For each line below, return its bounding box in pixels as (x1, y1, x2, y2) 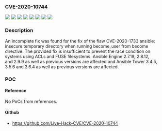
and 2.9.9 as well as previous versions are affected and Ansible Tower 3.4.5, (5, 58, 158, 64)
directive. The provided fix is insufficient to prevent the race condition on (5, 48, 151, 54)
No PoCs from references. (5, 98, 57, 104)
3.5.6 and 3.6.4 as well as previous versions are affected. (5, 64, 119, 70)
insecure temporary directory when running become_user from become (5, 43, 148, 49)
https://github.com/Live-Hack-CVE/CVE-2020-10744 (12, 120, 118, 126)
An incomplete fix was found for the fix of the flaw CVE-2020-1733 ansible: (5, 38, 155, 44)
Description (5, 27, 33, 34)
